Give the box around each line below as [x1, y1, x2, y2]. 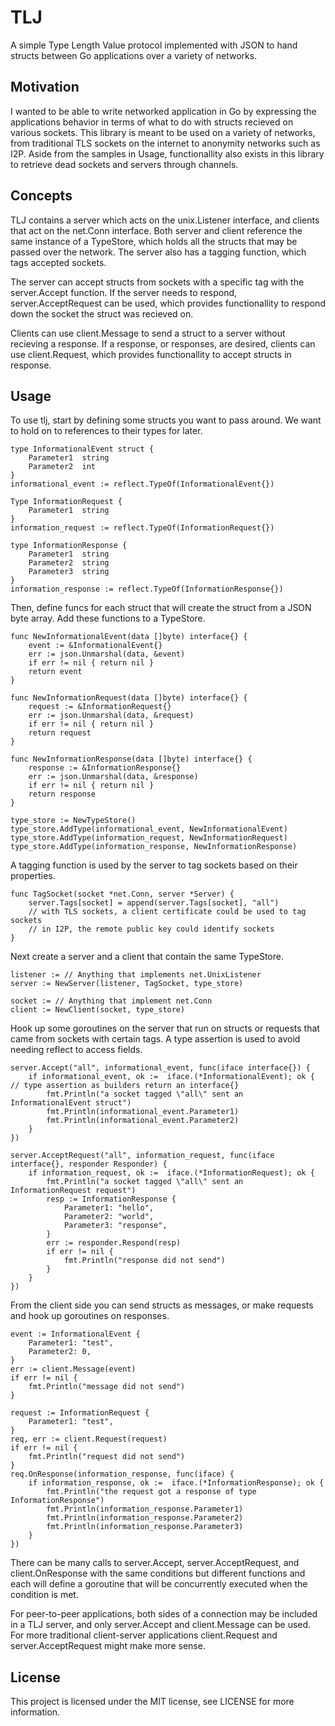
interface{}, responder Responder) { [10, 1159, 168, 1170]
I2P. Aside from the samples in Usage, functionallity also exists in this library [10, 147, 325, 160]
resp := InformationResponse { [46, 1194, 177, 1205]
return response [28, 789, 97, 800]
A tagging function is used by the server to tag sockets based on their [10, 859, 298, 871]
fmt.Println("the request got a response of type [46, 1487, 257, 1497]
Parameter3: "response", [63, 1221, 168, 1231]
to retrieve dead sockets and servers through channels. [10, 158, 239, 170]
